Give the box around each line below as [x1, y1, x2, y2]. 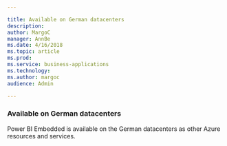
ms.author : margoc [7, 74, 60, 81]
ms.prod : [7, 54, 32, 62]
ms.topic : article [7, 48, 60, 55]
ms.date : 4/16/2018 [7, 42, 63, 49]
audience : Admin [7, 80, 54, 87]
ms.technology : [7, 67, 51, 74]
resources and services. [7, 132, 76, 140]
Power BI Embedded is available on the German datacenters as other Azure [7, 125, 221, 133]
